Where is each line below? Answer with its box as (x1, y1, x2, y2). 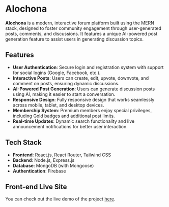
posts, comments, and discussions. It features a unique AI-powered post (5, 30, 158, 37)
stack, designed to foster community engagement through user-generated (5, 25, 161, 31)
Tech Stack (5, 138, 42, 147)
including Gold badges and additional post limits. (12, 113, 115, 119)
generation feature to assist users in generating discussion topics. (5, 36, 144, 42)
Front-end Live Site (5, 182, 67, 191)
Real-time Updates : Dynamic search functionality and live (12, 118, 135, 124)
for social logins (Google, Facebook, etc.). (12, 70, 101, 76)
